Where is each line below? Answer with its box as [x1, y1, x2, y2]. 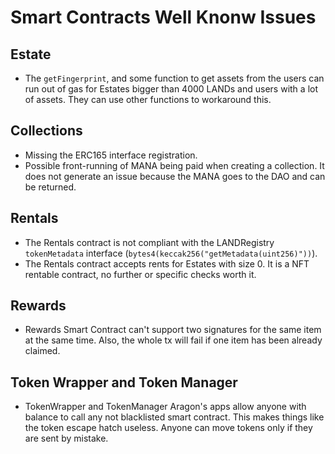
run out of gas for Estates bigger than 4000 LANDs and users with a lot [24, 83, 318, 95]
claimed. [24, 345, 61, 357]
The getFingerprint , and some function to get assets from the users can [24, 72, 325, 84]
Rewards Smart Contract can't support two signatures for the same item [24, 324, 322, 336]
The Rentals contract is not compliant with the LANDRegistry [24, 236, 275, 248]
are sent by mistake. [24, 432, 109, 445]
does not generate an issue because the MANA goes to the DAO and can [24, 170, 326, 182]
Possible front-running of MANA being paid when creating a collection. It [24, 159, 325, 171]
